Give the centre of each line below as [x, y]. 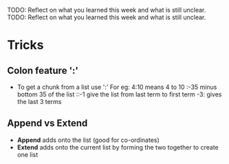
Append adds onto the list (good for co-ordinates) [88, 140]
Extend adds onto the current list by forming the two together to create [118, 147]
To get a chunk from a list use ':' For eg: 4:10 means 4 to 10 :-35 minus [117, 87]
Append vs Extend [47, 123]
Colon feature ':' [43, 71]
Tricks [25, 45]
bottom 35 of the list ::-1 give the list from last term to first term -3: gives [119, 94]
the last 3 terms [39, 102]
